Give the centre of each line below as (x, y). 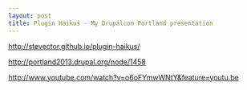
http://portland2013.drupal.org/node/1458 (77, 62)
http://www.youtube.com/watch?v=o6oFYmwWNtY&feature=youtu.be (123, 77)
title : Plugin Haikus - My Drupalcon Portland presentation (111, 23)
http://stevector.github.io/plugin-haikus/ (74, 46)
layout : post (30, 16)
